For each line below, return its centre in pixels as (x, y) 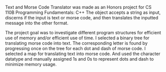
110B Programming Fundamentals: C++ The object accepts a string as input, (83, 12)
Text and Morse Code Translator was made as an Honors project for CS (78, 7)
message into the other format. (37, 23)
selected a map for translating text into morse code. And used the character (83, 54)
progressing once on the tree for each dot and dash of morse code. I (75, 48)
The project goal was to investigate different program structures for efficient (83, 33)
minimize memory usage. (31, 64)
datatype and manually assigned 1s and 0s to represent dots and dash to (80, 59)
